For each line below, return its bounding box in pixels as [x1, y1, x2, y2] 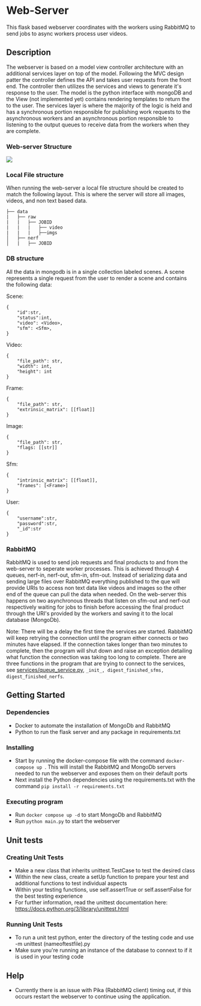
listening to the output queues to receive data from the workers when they [6, 121, 190, 128]
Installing [6, 743, 34, 751]
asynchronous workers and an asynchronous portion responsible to [6, 114, 174, 122]
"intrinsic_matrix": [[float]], [17, 477, 98, 483]
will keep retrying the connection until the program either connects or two [6, 634, 189, 641]
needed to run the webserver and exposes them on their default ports [14, 769, 188, 777]
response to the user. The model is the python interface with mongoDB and [6, 88, 193, 96]
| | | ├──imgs [6, 230, 58, 236]
